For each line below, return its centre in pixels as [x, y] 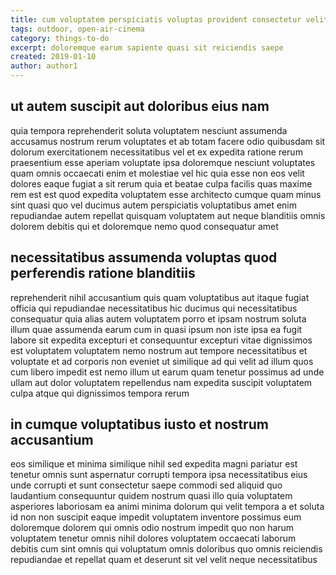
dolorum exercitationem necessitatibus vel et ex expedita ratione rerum [156, 152]
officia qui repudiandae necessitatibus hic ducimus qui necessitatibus [154, 308]
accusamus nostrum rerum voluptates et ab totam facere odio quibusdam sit [168, 141]
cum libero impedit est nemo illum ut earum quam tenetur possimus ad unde [167, 372]
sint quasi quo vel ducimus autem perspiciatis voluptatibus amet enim [154, 205]
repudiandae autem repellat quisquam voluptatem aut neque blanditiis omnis [168, 215]
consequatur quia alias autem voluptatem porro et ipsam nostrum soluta [158, 318]
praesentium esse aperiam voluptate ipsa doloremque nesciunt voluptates [163, 162]
